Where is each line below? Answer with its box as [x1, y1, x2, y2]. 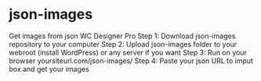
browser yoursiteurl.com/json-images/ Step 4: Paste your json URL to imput [9, 56, 254, 65]
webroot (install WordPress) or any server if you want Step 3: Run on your [9, 48, 248, 57]
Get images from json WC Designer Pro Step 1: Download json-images [9, 31, 236, 40]
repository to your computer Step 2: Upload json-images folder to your [9, 39, 237, 48]
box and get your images [9, 64, 89, 73]
